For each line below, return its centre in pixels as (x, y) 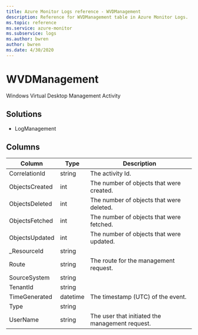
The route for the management (133, 261)
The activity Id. (111, 174)
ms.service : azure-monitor (39, 28)
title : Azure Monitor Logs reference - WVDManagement (74, 12)
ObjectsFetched (31, 221)
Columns (23, 147)
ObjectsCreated (31, 187)
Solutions (24, 114)
